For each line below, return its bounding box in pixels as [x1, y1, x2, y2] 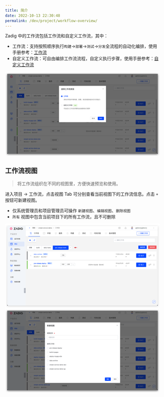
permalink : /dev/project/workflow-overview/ [5, 18, 98, 23]
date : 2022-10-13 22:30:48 [5, 13, 60, 18]
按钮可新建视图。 [5, 197, 40, 203]
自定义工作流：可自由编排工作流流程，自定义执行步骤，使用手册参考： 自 [12, 55, 159, 61]
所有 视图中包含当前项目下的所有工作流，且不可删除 [12, 213, 116, 219]
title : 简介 [5, 8, 28, 13]
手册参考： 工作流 [12, 50, 47, 55]
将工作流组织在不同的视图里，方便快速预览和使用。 [17, 181, 121, 186]
